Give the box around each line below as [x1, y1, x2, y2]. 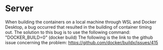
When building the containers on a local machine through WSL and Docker [5, 19, 157, 25]
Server [5, 3, 33, 14]
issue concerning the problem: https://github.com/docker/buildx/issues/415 [5, 39, 159, 45]
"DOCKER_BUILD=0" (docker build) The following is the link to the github [5, 34, 153, 40]
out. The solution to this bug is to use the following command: [5, 29, 130, 35]
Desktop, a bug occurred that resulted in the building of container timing [5, 24, 152, 30]
